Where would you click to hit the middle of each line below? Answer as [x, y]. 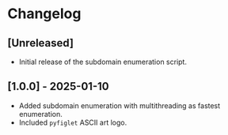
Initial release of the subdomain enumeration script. [103, 62]
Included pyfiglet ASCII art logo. [73, 122]
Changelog [44, 14]
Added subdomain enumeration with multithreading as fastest [120, 105]
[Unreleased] [41, 43]
